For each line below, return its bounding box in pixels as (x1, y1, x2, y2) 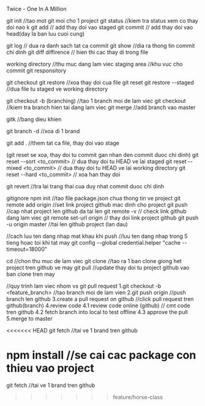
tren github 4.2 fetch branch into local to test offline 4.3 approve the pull (6, 308, 188, 315)
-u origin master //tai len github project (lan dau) (6, 221, 129, 228)
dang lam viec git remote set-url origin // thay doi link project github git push (6, 214, 199, 221)
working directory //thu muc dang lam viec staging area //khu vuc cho (6, 61, 183, 67)
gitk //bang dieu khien (6, 116, 62, 123)
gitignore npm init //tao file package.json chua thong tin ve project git (6, 194, 181, 202)
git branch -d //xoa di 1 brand (6, 128, 80, 134)
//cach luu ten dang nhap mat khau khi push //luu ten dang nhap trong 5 (6, 232, 188, 240)
